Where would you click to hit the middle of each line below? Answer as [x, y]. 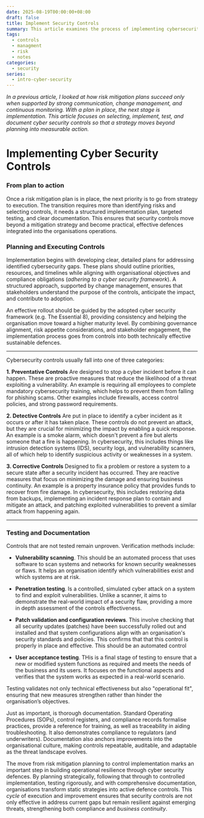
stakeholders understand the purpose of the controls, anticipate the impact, [101, 292]
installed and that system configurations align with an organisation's [100, 633]
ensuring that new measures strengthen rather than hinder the [84, 695]
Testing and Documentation [48, 533]
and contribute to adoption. [40, 299]
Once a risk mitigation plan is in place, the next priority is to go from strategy [102, 198]
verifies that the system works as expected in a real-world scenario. [100, 677]
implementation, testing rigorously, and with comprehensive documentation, [101, 783]
